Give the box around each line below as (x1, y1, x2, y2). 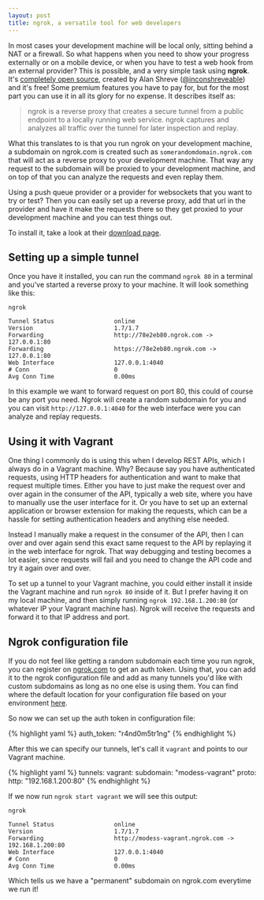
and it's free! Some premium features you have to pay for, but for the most (8, 82, 250, 92)
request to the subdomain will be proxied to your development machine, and (8, 164, 256, 173)
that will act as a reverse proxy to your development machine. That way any (8, 155, 254, 164)
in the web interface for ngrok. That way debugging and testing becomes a (8, 547, 252, 556)
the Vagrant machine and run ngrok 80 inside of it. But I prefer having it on (8, 587, 248, 597)
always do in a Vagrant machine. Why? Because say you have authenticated (8, 464, 255, 474)
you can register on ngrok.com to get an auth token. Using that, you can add (8, 665, 256, 674)
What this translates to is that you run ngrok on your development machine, (8, 138, 253, 148)
